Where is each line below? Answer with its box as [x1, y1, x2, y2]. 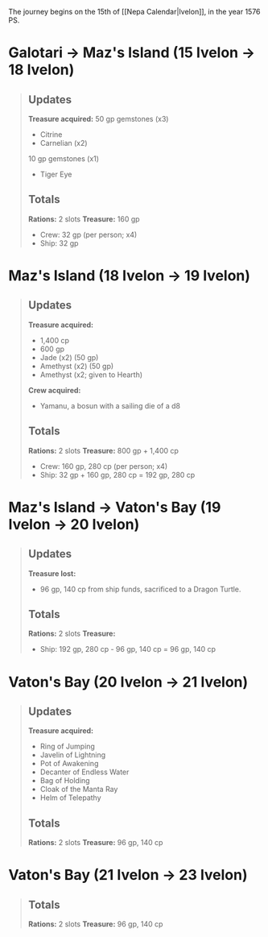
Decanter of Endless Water [39, 767, 130, 777]
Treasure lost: [27, 568, 76, 578]
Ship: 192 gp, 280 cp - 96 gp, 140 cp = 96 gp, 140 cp [39, 645, 216, 654]
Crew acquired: [27, 385, 81, 395]
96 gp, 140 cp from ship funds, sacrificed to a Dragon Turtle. [39, 584, 241, 594]
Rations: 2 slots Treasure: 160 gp [27, 214, 140, 224]
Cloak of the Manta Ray [39, 785, 118, 794]
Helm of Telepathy [39, 793, 102, 802]
